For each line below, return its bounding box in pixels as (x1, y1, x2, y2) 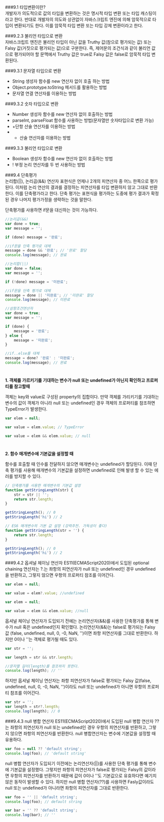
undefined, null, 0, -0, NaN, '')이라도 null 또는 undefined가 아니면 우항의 (5, 684, 146, 690)
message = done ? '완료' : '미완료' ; (5, 356, 75, 361)
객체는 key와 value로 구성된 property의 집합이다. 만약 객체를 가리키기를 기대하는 (5, 394, 159, 400)
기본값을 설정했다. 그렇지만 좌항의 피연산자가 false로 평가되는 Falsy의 (10, 766, 143, 772)
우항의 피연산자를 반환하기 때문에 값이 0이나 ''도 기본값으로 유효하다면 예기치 (10, 773, 157, 778)
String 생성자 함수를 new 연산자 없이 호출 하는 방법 (12, 78, 110, 84)
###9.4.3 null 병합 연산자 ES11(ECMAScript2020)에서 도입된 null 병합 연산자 (5, 718, 154, 724)
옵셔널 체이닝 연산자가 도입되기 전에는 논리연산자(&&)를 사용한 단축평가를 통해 (5, 618, 154, 624)
